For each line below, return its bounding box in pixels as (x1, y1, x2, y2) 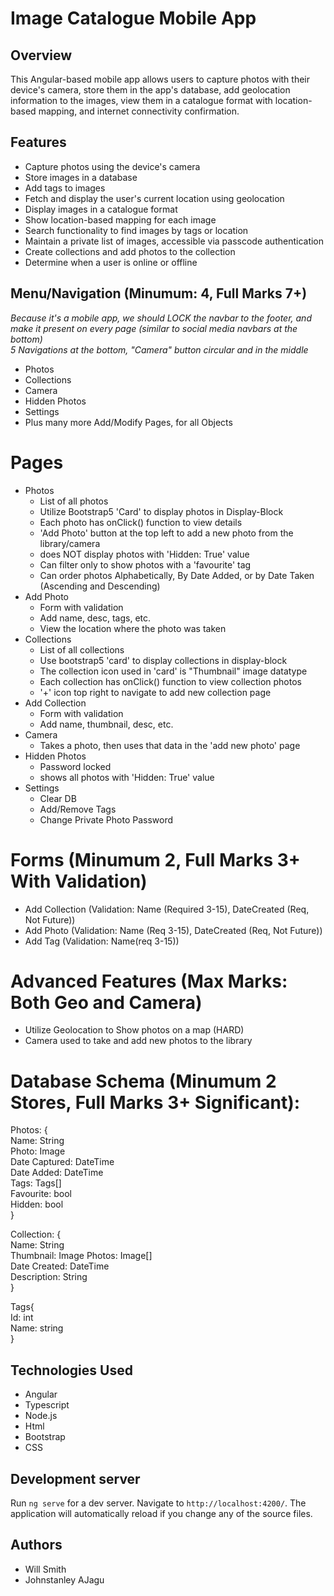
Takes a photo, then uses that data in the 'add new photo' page (39, 739, 301, 751)
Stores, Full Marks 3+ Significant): (10, 1091, 301, 1114)
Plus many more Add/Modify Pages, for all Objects (24, 416, 233, 428)
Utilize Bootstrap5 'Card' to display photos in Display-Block (39, 505, 284, 517)
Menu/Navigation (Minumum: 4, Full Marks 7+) (10, 285, 308, 302)
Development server (10, 1470, 141, 1487)
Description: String (10, 1271, 88, 1283)
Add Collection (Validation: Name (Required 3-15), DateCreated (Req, (24, 903, 310, 915)
